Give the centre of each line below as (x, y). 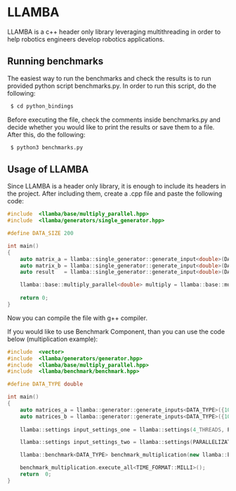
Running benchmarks (55, 62)
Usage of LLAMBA (48, 169)
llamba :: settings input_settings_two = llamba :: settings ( (106, 442)
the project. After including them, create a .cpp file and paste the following (115, 193)
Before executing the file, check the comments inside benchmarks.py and (114, 120)
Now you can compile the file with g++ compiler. (77, 318)
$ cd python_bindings (42, 106)
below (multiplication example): (53, 339)
